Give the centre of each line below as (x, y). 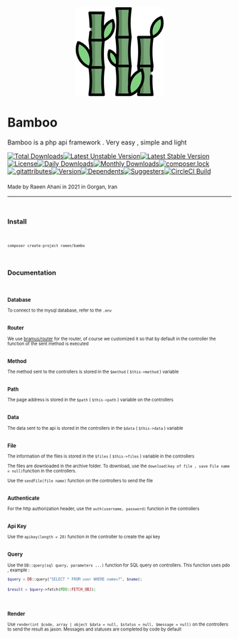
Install (17, 222)
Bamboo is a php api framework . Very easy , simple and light (97, 142)
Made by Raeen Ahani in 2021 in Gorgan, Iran (62, 187)
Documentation (32, 273)
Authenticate (24, 498)
